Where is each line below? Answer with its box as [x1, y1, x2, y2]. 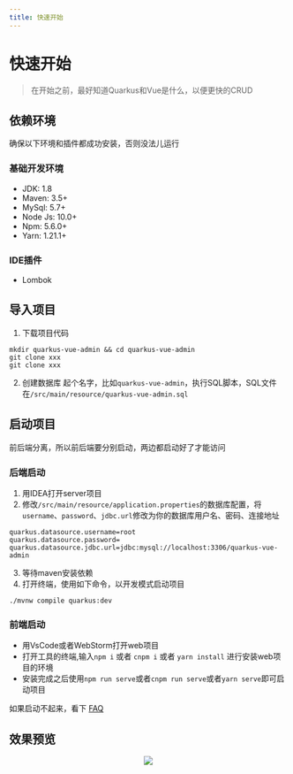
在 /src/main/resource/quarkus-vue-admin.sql [21, 388, 189, 399]
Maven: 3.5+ [21, 192, 68, 203]
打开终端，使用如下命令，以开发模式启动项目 [21, 579, 185, 589]
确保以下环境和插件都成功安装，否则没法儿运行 [9, 138, 179, 149]
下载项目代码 [21, 327, 69, 338]
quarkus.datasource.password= [9, 535, 121, 544]
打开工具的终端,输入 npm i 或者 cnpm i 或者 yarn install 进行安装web [21, 651, 274, 662]
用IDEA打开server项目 [21, 487, 102, 498]
